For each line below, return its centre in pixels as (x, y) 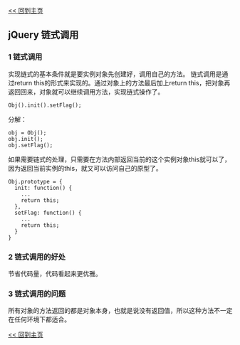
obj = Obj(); (27, 133)
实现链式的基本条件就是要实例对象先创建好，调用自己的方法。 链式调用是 (115, 74)
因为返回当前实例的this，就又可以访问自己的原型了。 (85, 168)
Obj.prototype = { (35, 181)
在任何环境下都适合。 (39, 319)
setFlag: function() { (48, 213)
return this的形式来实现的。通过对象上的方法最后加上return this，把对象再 (122, 83)
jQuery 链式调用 (43, 35)
